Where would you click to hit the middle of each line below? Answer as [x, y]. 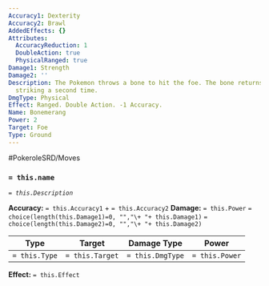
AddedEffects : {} [37, 30]
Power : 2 [23, 120]
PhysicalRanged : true [52, 61]
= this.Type [35, 256]
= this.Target [92, 256]
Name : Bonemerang [37, 113]
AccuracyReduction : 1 [52, 46]
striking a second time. [57, 90]
